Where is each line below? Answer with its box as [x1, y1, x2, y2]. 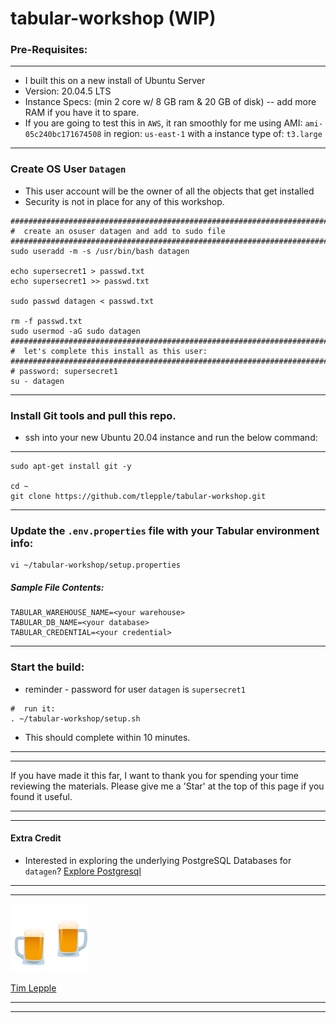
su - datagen [10, 376, 65, 386]
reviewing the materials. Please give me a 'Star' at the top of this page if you [10, 780, 325, 792]
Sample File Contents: [10, 581, 105, 593]
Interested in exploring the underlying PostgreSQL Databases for [24, 854, 292, 866]
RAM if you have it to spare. [24, 107, 140, 119]
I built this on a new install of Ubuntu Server [24, 75, 206, 87]
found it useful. [10, 790, 73, 802]
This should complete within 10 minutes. [24, 731, 191, 743]
